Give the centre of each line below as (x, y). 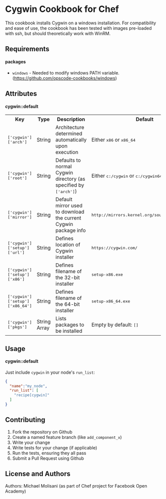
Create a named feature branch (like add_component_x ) (67, 437)
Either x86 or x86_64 (113, 140)
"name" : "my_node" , (29, 386)
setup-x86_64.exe (111, 301)
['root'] (17, 178)
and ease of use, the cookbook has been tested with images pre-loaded (79, 28)
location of (68, 245)
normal (64, 166)
